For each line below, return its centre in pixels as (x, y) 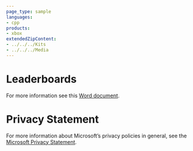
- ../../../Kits (26, 45)
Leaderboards (41, 79)
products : (18, 28)
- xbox (14, 34)
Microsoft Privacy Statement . (41, 142)
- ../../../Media (27, 50)
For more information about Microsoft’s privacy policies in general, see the (97, 136)
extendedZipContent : (32, 39)
